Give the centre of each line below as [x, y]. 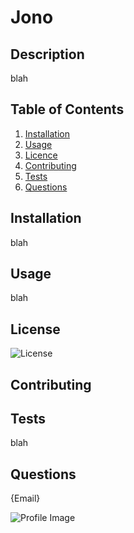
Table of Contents [67, 109]
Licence [41, 155]
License [35, 329]
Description [47, 54]
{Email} [25, 498]
